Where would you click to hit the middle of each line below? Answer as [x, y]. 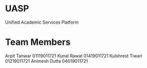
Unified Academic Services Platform [42, 22]
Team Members [38, 42]
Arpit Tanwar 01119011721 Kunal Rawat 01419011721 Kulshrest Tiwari [74, 56]
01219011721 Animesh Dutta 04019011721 [46, 61]
